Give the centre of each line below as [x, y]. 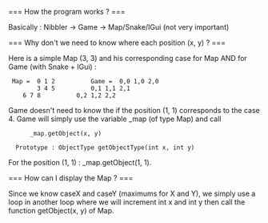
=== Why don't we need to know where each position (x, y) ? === [117, 43]
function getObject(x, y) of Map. [61, 211]
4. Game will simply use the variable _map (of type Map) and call [115, 119]
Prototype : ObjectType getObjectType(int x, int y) [105, 148]
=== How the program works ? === [67, 12]
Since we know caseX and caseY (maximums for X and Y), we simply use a [132, 193]
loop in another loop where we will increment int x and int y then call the [127, 202]
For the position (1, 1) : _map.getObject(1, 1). [80, 162]
